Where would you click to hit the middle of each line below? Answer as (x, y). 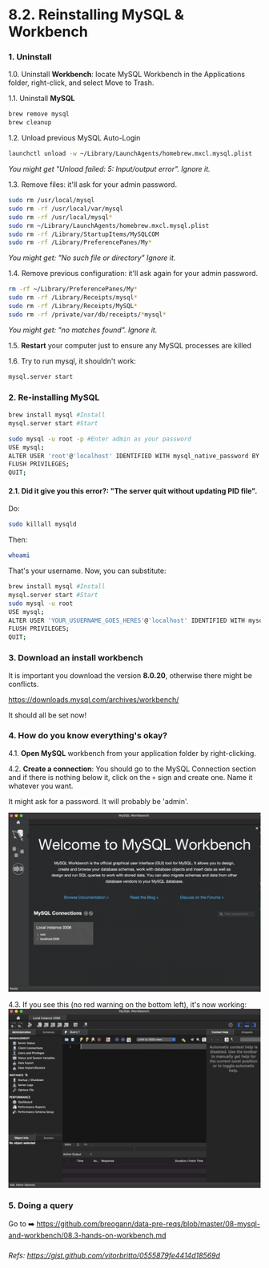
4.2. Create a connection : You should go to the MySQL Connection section (132, 769)
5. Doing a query (41, 1205)
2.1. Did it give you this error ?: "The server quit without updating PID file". (133, 490)
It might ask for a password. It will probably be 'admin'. (98, 801)
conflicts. (24, 684)
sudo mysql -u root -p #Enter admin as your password (100, 439)
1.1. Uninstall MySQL (42, 99)
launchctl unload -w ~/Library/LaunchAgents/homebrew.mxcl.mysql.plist (130, 154)
